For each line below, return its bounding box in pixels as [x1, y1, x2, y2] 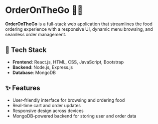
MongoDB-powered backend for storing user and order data [12, 113, 137, 119]
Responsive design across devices [12, 108, 84, 114]
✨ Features [5, 84, 40, 92]
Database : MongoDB [12, 69, 56, 75]
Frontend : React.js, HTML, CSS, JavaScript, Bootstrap [12, 59, 124, 65]
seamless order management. [5, 31, 66, 37]
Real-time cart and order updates [12, 102, 81, 108]
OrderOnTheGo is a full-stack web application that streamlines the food [5, 21, 153, 27]
